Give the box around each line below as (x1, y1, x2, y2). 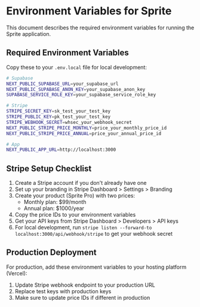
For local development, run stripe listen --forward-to (14, 224, 152, 231)
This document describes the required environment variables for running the (6, 24, 195, 31)
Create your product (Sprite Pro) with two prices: (14, 192, 136, 199)
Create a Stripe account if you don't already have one (14, 180, 147, 187)
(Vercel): (6, 269, 27, 276)
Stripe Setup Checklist (6, 163, 92, 174)
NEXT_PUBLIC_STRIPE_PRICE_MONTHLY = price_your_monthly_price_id (6, 124, 167, 131)
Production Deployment (6, 247, 97, 258)
